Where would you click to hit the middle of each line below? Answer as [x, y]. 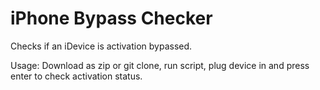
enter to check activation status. [76, 76]
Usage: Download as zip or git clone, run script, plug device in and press [160, 65]
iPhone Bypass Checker [111, 18]
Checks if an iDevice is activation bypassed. [101, 46]
